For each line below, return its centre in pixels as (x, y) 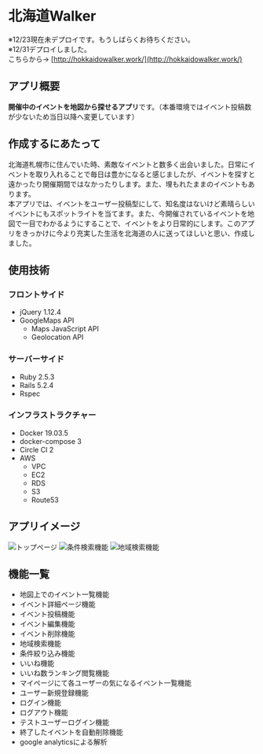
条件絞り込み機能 (47, 653)
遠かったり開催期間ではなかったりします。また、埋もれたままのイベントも (128, 184)
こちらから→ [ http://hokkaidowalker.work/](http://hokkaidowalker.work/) (125, 59)
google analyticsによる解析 (63, 742)
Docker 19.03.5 (44, 433)
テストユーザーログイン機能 (64, 723)
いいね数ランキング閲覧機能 (64, 673)
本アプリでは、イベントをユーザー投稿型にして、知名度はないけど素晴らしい (131, 203)
